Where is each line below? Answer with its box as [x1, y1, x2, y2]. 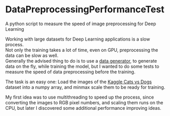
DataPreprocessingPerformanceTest [5, 4, 165, 15]
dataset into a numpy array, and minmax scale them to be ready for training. [5, 84, 165, 90]
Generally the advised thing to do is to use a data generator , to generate [5, 57, 157, 64]
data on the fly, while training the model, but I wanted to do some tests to [5, 63, 160, 69]
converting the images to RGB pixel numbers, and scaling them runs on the [5, 99, 163, 106]
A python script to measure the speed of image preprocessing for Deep [5, 21, 156, 27]
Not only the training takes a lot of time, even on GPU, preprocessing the [5, 47, 158, 53]
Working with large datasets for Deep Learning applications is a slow [5, 36, 150, 42]
